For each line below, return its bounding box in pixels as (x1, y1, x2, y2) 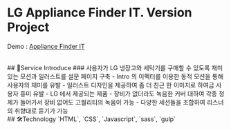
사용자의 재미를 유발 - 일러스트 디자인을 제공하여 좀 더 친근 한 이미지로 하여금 (7, 80, 214, 89)
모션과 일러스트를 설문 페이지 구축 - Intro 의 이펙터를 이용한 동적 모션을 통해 (19, 72, 223, 80)
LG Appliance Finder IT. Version (7, 5, 192, 21)
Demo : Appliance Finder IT (7, 42, 85, 50)
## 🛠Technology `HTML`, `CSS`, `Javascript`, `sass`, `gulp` (7, 115, 176, 123)
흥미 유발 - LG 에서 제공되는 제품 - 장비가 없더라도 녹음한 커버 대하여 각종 (19, 89, 218, 98)
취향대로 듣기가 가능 (14, 107, 68, 115)
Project (7, 19, 50, 35)
